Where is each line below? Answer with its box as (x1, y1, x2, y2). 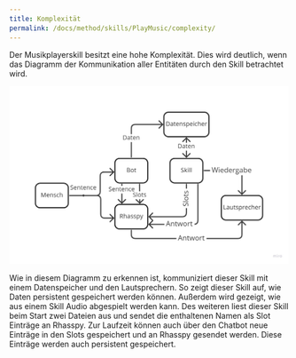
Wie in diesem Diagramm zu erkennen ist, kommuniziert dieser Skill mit (9, 272, 269, 283)
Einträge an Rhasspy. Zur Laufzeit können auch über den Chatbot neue (9, 320, 269, 330)
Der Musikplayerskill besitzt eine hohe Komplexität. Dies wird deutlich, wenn (9, 49, 288, 60)
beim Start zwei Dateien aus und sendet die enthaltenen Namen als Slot (9, 310, 271, 321)
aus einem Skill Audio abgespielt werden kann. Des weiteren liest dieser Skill (9, 300, 289, 311)
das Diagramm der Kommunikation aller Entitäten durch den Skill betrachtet (9, 59, 284, 69)
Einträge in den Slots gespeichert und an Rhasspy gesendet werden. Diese (9, 329, 282, 339)
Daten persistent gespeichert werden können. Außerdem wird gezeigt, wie (9, 291, 281, 302)
